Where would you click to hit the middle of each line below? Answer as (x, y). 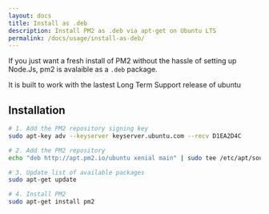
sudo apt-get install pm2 (51, 202)
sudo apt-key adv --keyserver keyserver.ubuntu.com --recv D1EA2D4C (125, 136)
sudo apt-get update (43, 180)
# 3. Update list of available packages (77, 172)
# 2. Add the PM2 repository (57, 150)
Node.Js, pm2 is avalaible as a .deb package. (83, 70)
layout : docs (30, 16)
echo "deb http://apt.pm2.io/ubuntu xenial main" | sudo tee (112, 158)
